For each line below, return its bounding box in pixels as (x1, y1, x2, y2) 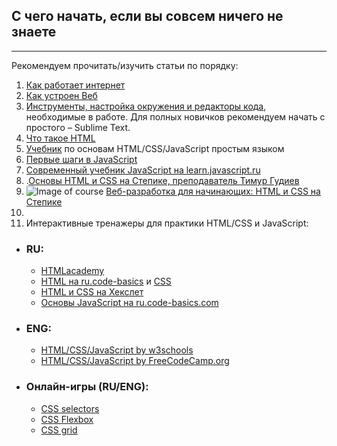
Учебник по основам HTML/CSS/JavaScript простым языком (25, 142, 285, 154)
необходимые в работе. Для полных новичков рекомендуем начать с (25, 110, 326, 123)
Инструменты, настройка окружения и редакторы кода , (25, 100, 267, 112)
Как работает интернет (25, 79, 126, 91)
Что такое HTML (25, 132, 96, 144)
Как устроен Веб (25, 89, 98, 101)
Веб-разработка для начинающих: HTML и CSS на (105, 185, 321, 197)
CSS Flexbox (40, 413, 94, 425)
